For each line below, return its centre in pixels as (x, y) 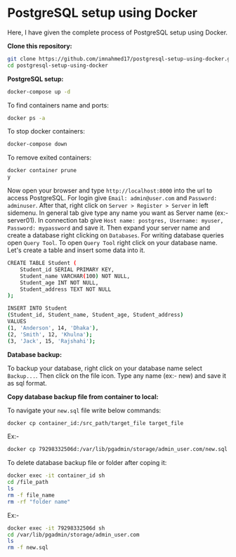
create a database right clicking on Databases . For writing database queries (116, 235)
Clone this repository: (40, 46)
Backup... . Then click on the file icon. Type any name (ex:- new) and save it (117, 375)
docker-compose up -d (39, 92)
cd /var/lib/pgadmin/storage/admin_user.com (73, 535)
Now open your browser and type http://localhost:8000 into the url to (110, 190)
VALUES (17, 322)
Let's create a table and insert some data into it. (76, 250)
